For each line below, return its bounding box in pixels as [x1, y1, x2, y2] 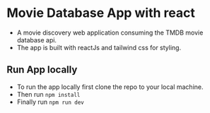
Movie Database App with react [6, 5, 196, 21]
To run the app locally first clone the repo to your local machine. [16, 83, 204, 91]
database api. [16, 35, 57, 44]
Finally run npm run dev [16, 97, 84, 106]
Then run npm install [16, 90, 81, 98]
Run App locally [6, 64, 78, 76]
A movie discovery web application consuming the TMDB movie [16, 28, 204, 37]
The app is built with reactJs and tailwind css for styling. [16, 43, 182, 52]
